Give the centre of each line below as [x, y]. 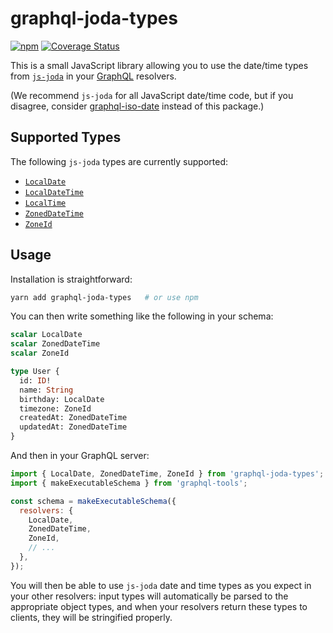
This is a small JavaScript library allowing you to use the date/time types [159, 65]
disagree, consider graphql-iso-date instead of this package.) [137, 106]
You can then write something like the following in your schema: [142, 316]
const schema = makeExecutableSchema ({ [93, 501]
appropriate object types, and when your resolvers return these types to [159, 606]
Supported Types [66, 137]
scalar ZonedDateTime [55, 344]
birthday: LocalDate [62, 399]
